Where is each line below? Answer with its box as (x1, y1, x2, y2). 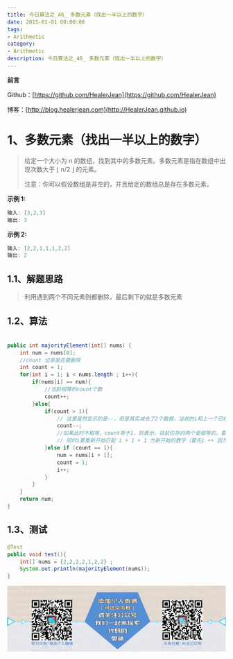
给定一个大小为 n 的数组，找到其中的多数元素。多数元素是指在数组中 (24, 156, 220, 164)
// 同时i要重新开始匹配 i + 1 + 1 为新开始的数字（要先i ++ (56, 437, 214, 444)
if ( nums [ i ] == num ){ (32, 379, 92, 386)
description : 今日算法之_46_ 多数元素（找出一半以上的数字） (7, 55, 166, 62)
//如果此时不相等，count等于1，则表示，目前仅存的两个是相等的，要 (56, 430, 227, 437)
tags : (7, 26, 23, 33)
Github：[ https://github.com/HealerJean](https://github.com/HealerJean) (7, 90, 216, 99)
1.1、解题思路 (7, 273, 64, 284)
